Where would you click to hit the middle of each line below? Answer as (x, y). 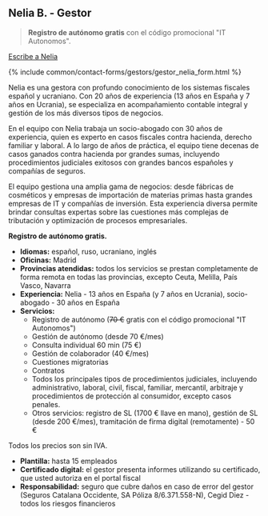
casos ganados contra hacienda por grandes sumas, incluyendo (114, 154)
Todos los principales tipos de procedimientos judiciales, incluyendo (144, 378)
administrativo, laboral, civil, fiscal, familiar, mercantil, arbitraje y (138, 387)
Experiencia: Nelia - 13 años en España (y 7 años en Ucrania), (122, 294)
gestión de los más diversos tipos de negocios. (86, 113)
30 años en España (88, 302)
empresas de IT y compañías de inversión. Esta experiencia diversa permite (133, 203)
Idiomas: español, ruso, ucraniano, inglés (88, 251)
